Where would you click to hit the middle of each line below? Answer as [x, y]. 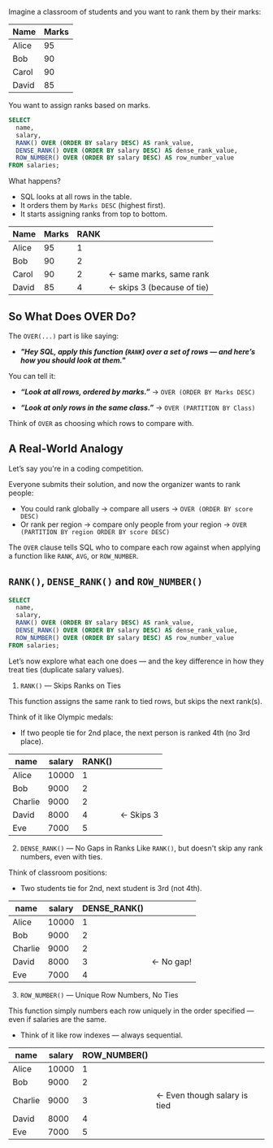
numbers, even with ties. [61, 856]
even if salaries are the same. [58, 1019]
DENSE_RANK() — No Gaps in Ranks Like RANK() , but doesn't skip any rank [141, 848]
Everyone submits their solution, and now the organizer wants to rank [125, 484]
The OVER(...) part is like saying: [64, 336]
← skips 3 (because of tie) [159, 288]
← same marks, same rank [159, 274]
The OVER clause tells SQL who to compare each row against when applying [134, 547]
